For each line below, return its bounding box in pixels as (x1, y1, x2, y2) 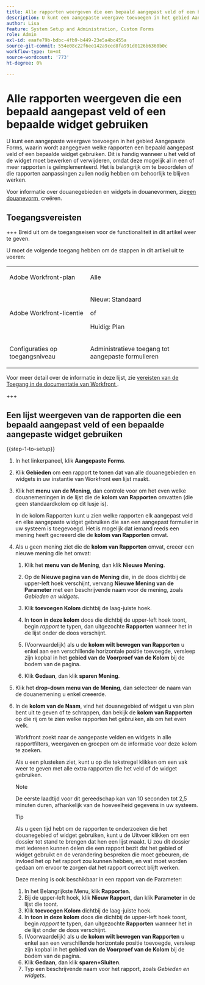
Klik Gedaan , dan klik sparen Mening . (24, 672, 120, 680)
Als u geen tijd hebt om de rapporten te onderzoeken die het (15, 825, 168, 833)
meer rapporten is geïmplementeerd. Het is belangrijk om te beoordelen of (6, 163, 193, 171)
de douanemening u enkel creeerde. (15, 691, 107, 698)
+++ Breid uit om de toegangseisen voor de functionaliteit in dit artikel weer (6, 229, 196, 236)
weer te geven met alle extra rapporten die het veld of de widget (15, 765, 178, 772)
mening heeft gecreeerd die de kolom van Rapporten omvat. (15, 532, 169, 539)
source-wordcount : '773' (6, 54, 70, 60)
